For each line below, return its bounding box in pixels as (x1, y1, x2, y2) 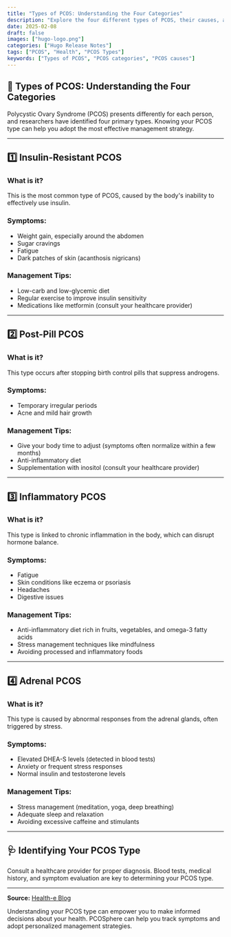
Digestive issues (16, 593, 64, 601)
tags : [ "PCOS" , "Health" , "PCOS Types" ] (7, 49, 125, 56)
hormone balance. (7, 537, 59, 546)
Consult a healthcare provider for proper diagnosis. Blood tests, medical (7, 867, 212, 875)
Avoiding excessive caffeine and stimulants (16, 817, 140, 825)
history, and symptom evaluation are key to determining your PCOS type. (7, 874, 214, 882)
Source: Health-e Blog (7, 894, 71, 902)
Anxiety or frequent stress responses (16, 762, 123, 771)
